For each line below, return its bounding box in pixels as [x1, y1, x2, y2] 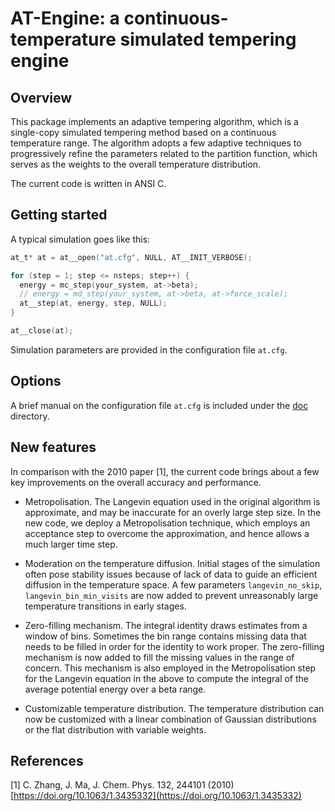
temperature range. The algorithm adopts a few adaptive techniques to [10, 137, 302, 149]
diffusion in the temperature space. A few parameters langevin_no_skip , [24, 578, 323, 591]
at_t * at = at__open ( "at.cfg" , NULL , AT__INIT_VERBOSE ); [10, 252, 253, 262]
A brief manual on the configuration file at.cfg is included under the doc [10, 399, 309, 411]
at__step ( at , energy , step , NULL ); [19, 298, 168, 309]
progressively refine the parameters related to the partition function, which [10, 148, 318, 159]
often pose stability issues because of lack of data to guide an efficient [24, 568, 318, 580]
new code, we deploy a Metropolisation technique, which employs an [24, 517, 311, 529]
